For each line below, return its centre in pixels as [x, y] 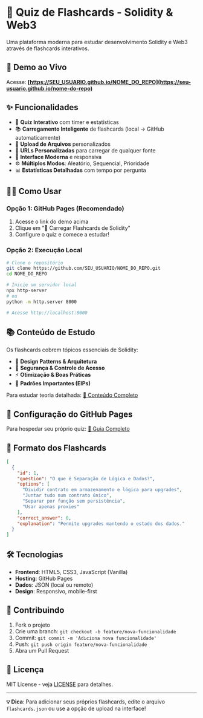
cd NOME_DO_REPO [27, 274]
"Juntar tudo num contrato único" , [67, 495]
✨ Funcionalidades [42, 107]
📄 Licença [25, 670]
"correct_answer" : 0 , [44, 518]
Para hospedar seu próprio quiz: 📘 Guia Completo [68, 429]
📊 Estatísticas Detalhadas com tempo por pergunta [80, 170]
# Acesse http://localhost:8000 [47, 313]
